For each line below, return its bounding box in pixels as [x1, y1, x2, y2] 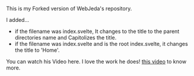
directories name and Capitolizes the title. [14, 34, 117, 41]
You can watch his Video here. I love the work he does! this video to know [6, 58, 187, 65]
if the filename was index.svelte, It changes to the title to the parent [14, 28, 180, 35]
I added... [6, 16, 30, 23]
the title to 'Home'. [14, 47, 60, 54]
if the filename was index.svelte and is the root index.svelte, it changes [14, 41, 188, 47]
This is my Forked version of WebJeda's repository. [6, 5, 132, 12]
